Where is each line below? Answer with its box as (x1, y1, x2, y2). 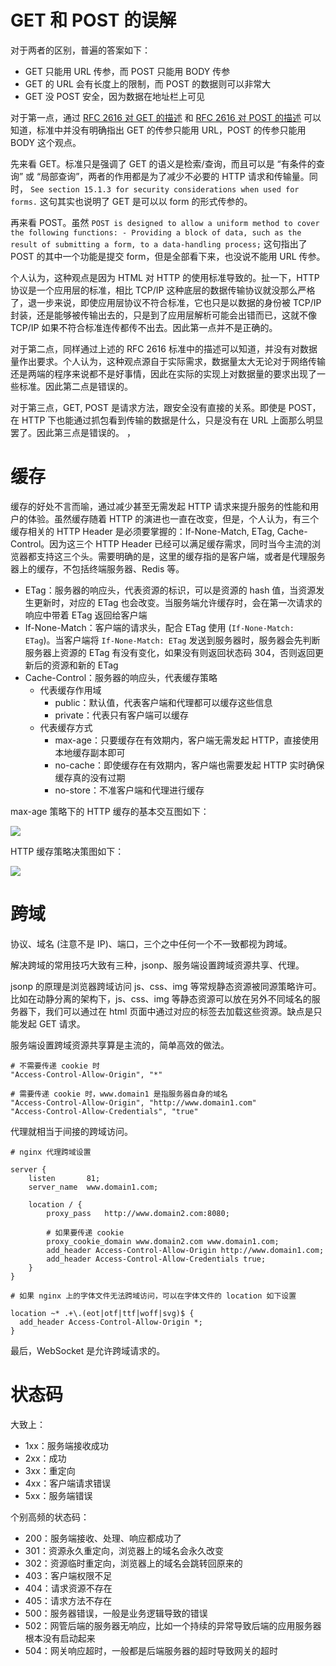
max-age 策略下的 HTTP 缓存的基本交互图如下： (10, 805, 210, 817)
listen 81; (28, 1173, 101, 1183)
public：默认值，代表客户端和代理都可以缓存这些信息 (54, 696, 273, 708)
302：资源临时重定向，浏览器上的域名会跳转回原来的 (24, 1557, 243, 1569)
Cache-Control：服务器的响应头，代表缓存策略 (24, 671, 218, 683)
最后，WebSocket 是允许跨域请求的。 (10, 1344, 166, 1356)
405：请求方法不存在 (24, 1594, 112, 1606)
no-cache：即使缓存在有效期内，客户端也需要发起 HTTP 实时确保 (54, 759, 325, 771)
